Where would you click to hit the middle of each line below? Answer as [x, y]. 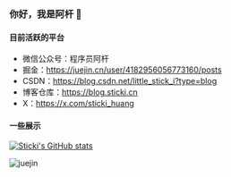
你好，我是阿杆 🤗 [46, 13]
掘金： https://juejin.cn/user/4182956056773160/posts [122, 70]
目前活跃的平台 [37, 37]
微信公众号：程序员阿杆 [65, 59]
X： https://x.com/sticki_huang [78, 104]
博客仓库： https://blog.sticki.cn [80, 92]
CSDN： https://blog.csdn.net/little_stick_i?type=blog [120, 81]
